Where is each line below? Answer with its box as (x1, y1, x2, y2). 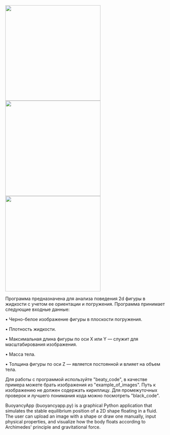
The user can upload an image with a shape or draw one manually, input (5, 413, 156, 419)
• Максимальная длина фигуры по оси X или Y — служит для (5, 336, 139, 342)
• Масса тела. (5, 351, 36, 357)
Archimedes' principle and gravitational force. (5, 424, 101, 430)
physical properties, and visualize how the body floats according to (5, 419, 146, 424)
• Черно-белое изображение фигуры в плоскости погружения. (5, 316, 143, 322)
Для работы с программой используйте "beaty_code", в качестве (5, 376, 148, 382)
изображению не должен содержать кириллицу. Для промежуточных (5, 387, 158, 393)
